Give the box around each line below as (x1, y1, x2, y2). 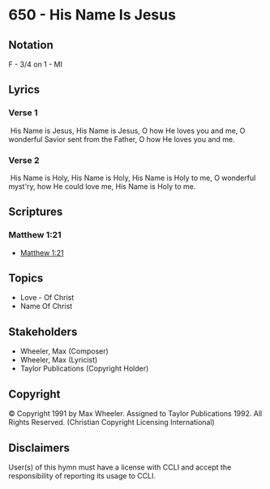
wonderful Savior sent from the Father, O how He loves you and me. (8, 134, 235, 144)
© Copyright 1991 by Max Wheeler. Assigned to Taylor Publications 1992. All (8, 409, 263, 418)
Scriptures (8, 205, 63, 219)
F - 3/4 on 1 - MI (8, 59, 63, 69)
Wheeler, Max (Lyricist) (19, 355, 98, 365)
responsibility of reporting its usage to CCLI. (8, 470, 156, 480)
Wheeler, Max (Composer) (19, 346, 109, 356)
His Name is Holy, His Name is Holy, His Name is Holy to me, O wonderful (10, 173, 256, 182)
